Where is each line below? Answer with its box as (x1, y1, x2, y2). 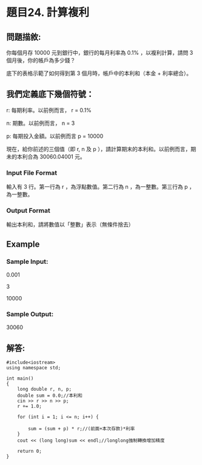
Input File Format (6, 168, 58, 177)
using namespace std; (6, 365, 61, 371)
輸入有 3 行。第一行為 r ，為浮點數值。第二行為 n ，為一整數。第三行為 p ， (6, 183, 195, 191)
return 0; (17, 449, 42, 455)
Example (6, 239, 40, 249)
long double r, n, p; (17, 386, 72, 392)
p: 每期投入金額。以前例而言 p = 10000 (6, 132, 104, 140)
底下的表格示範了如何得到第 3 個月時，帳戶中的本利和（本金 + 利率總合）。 (6, 69, 192, 77)
